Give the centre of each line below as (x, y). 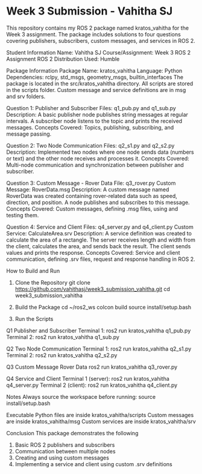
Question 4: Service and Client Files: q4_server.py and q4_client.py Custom (100, 227)
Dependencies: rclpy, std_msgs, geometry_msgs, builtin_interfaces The (95, 77)
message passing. (29, 134)
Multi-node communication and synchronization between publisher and (95, 165)
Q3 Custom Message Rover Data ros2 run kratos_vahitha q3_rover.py (92, 367)
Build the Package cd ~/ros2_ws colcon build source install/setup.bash (103, 307)
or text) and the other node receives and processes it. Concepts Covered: (98, 158)
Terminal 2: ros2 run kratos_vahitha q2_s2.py (62, 355)
